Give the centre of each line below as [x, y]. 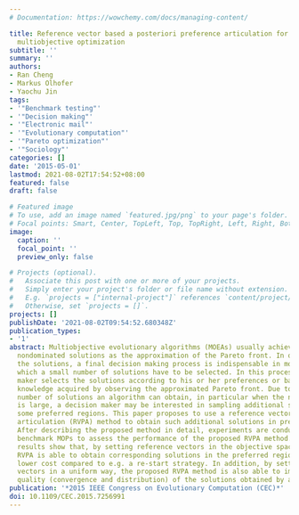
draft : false [33, 191]
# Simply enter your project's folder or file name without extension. [149, 290]
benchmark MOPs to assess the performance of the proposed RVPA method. [155, 438]
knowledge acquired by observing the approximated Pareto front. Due [149, 388]
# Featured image [41, 207]
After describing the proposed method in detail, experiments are [143, 430]
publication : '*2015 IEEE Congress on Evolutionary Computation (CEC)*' [147, 488]
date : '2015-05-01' [45, 166]
